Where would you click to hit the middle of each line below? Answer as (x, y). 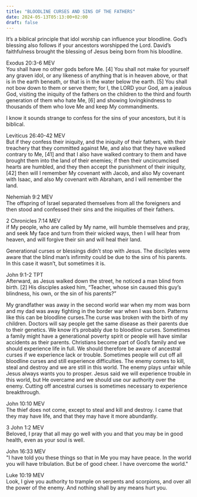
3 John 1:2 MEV (25, 428)
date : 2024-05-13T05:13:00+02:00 (47, 17)
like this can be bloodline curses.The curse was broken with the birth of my (97, 317)
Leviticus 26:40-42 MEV (36, 136)
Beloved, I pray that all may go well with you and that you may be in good (95, 434)
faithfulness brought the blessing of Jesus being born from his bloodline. (94, 52)
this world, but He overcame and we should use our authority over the (91, 380)
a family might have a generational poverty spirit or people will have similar (97, 336)
